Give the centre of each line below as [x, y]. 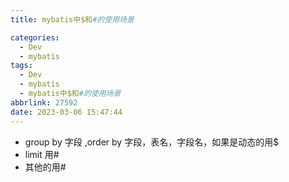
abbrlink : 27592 [44, 102]
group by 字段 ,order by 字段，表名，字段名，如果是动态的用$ [152, 142]
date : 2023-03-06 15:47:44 [66, 112]
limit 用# [42, 154]
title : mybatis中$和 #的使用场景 [72, 19]
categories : [35, 37]
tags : [21, 66]
